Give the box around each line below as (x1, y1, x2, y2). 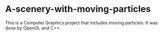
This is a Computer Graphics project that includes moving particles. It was (5, 20, 158, 26)
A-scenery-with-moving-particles (5, 3, 151, 15)
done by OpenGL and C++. (5, 25, 61, 31)
